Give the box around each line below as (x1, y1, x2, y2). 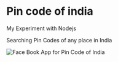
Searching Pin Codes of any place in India (6, 36, 112, 44)
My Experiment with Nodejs (6, 25, 77, 32)
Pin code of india (6, 4, 93, 18)
